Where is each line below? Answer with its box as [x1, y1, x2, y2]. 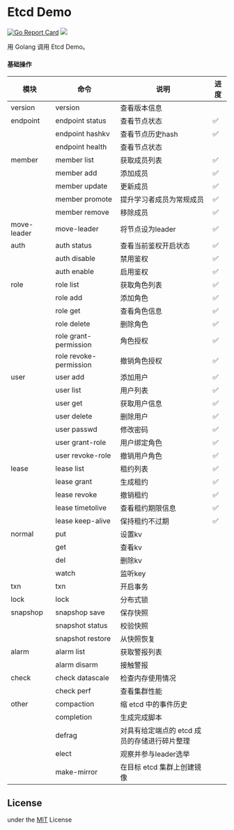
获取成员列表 [120, 156, 162, 165]
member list [55, 155, 94, 165]
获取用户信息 [120, 399, 162, 409]
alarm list [55, 647, 86, 656]
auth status [55, 241, 92, 250]
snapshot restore [55, 634, 111, 644]
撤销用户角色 [120, 451, 162, 461]
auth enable [55, 266, 94, 276]
